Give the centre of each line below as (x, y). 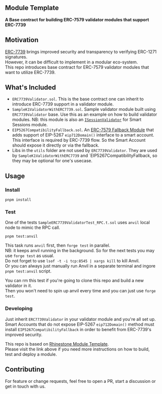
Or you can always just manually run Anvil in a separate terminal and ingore (80, 266)
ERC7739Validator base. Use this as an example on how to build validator (85, 114)
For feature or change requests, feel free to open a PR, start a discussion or (81, 381)
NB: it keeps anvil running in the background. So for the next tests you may (80, 251)
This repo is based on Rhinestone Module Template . (57, 344)
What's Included (31, 87)
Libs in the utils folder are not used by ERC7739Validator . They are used (85, 151)
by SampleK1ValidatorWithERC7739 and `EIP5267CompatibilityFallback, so (85, 156)
